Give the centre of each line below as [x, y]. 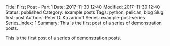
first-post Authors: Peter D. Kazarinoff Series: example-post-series [75, 18]
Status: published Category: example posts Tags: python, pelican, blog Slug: [85, 12]
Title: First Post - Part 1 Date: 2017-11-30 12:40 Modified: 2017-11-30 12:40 [83, 7]
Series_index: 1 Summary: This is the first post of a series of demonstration [84, 23]
